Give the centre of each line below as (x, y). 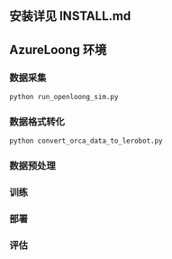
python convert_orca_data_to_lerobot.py (86, 141)
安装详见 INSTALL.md (70, 16)
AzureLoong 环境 (58, 49)
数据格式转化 (37, 122)
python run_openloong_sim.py (64, 97)
